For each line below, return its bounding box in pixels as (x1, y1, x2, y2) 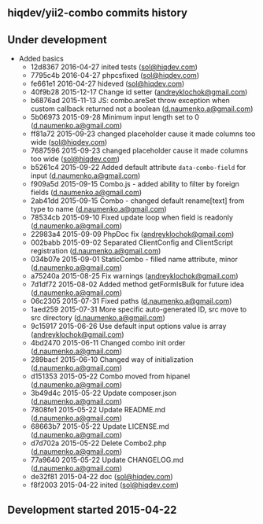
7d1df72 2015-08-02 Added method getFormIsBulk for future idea (30, 279, 245, 290)
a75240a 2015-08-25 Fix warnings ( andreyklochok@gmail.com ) (30, 271, 239, 281)
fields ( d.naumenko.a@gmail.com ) (30, 188, 143, 197)
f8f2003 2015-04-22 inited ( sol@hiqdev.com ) (30, 480, 179, 490)
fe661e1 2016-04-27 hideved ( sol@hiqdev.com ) (30, 79, 185, 89)
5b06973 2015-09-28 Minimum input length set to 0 (30, 113, 200, 122)
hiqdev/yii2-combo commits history (7, 6, 188, 20)
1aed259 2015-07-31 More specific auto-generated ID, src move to (30, 304, 247, 314)
